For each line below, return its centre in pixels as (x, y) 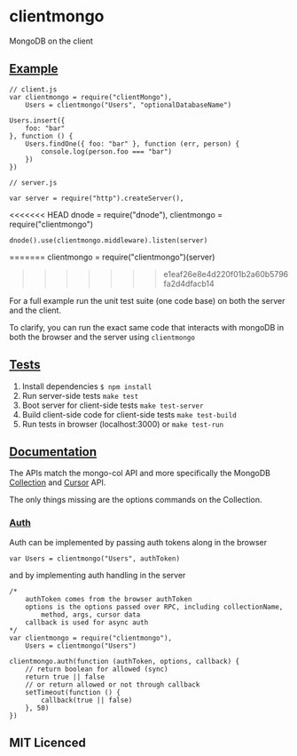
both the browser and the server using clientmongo (102, 337)
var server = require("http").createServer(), (97, 198)
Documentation (53, 452)
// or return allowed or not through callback (113, 684)
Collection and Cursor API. (58, 482)
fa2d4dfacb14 (189, 283)
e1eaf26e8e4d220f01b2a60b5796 (226, 274)
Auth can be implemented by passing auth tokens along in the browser (138, 542)
